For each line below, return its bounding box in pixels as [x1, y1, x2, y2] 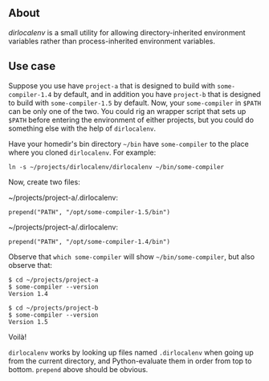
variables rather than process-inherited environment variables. [8, 36, 215, 46]
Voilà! [8, 332, 27, 342]
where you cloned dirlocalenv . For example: [8, 148, 157, 157]
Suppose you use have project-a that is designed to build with [8, 80, 215, 91]
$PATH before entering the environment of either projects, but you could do [8, 115, 255, 124]
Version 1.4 [8, 290, 48, 298]
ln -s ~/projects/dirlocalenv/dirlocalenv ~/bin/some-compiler [8, 163, 225, 171]
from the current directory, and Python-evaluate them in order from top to [8, 356, 252, 366]
